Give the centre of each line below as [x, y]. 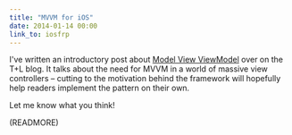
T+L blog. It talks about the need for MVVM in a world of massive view [138, 69]
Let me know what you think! [62, 105]
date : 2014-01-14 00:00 [54, 26]
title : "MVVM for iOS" [51, 17]
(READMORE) [34, 122]
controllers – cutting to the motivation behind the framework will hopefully [145, 79]
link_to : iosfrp [39, 34]
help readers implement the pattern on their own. [100, 88]
